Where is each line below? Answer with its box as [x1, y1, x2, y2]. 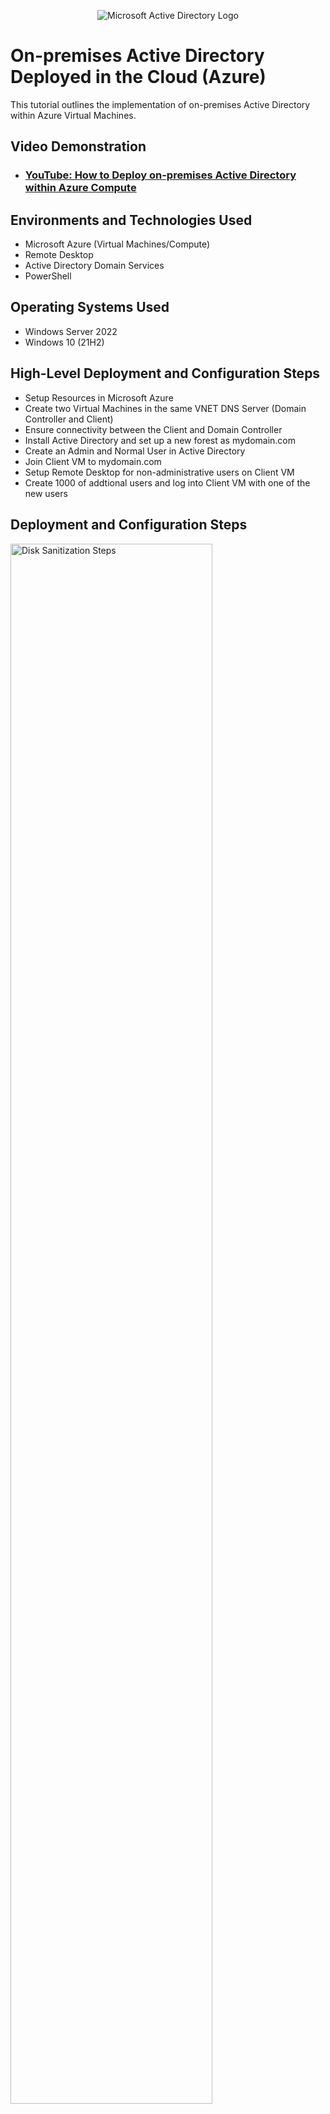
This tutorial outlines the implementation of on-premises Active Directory [10, 98, 311, 110]
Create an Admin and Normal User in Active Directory [24, 445, 246, 457]
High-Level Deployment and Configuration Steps [10, 365, 321, 382]
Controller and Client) [24, 413, 114, 425]
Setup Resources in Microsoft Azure [24, 391, 174, 404]
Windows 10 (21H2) [24, 336, 105, 348]
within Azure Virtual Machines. [10, 109, 137, 121]
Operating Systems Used [10, 299, 170, 316]
